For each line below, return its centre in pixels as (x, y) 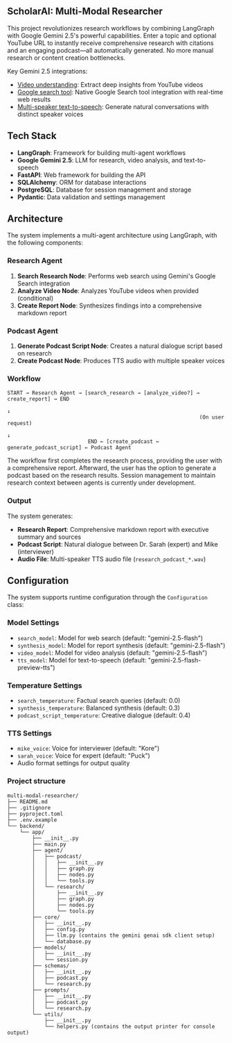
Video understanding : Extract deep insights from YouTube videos (110, 84)
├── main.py (50, 844)
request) (20, 424)
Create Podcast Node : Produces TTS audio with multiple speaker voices (121, 361)
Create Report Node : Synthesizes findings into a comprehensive (109, 306)
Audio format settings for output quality (73, 763)
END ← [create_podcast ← (123, 442)
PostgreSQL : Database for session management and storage (104, 190)
